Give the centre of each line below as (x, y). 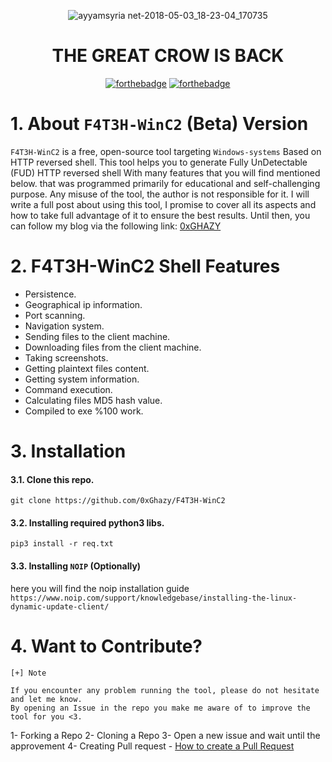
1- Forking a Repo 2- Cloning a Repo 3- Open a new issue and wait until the (165, 735)
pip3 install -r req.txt (62, 544)
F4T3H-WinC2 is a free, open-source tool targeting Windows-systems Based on (166, 151)
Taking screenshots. (66, 357)
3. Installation (68, 451)
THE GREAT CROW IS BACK (168, 56)
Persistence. (50, 294)
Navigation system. (64, 326)
